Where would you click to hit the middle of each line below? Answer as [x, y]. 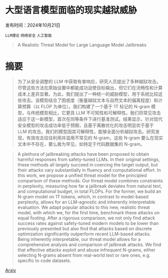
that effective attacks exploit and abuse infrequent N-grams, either [87, 250]
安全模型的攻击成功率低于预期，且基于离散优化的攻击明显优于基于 [86, 125]
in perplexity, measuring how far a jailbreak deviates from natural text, [90, 186]
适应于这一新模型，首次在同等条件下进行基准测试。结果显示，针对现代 [90, 119]
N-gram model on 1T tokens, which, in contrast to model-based [83, 196]
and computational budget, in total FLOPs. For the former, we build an [89, 191]
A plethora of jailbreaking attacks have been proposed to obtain [83, 154]
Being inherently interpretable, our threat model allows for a [79, 239]
